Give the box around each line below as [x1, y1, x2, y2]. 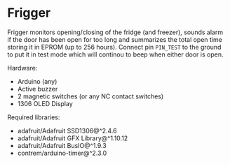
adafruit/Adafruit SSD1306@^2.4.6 [17, 126, 117, 135]
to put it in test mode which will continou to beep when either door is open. [7, 50, 224, 59]
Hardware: [7, 64, 38, 72]
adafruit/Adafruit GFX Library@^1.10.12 [17, 134, 128, 142]
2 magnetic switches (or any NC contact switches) [17, 92, 164, 100]
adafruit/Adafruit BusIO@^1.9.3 [17, 141, 107, 149]
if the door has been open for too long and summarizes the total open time [7, 35, 222, 43]
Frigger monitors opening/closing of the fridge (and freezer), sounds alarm [7, 28, 223, 36]
